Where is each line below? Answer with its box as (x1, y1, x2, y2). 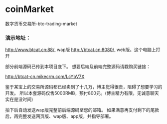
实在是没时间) (5, 96, 33, 102)
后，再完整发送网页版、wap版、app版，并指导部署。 (5, 113, 114, 119)
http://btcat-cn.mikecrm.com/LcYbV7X (5, 73, 85, 79)
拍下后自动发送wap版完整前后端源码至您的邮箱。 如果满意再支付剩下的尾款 (5, 107, 160, 113)
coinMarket (5, 3, 54, 15)
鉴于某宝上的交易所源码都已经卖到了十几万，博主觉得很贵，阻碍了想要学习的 (5, 84, 163, 90)
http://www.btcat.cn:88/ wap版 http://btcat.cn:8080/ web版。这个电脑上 (5, 46, 156, 53)
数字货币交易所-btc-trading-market (5, 20, 77, 26)
